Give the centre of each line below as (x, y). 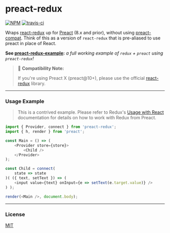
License (15, 214)
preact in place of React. (31, 43)
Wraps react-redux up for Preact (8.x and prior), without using (70, 32)
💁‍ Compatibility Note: (41, 68)
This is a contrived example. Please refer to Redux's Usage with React (91, 112)
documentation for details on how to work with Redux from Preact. (87, 118)
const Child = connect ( (30, 169)
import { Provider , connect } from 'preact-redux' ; (61, 127)
